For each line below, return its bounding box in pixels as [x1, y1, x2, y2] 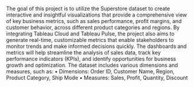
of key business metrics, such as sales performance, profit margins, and [6, 18, 182, 24]
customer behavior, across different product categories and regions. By [6, 24, 180, 31]
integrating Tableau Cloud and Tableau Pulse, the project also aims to [6, 30, 175, 37]
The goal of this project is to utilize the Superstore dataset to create [6, 5, 170, 12]
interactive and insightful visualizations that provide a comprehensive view [6, 11, 188, 18]
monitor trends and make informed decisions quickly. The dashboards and [6, 43, 187, 50]
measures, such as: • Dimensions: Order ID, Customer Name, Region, [6, 68, 175, 75]
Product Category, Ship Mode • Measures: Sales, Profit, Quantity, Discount [6, 74, 188, 81]
